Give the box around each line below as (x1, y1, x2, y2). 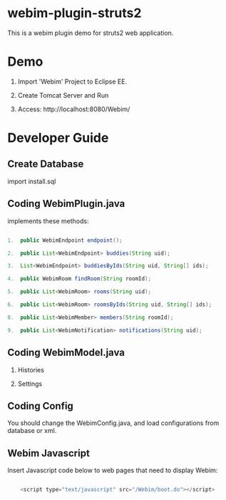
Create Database (7, 158, 84, 170)
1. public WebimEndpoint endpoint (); (7, 237, 123, 244)
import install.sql (7, 177, 56, 185)
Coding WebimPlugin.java (7, 198, 125, 210)
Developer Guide (7, 130, 109, 146)
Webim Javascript (7, 447, 91, 459)
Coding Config (7, 399, 73, 412)
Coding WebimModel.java (7, 347, 125, 359)
